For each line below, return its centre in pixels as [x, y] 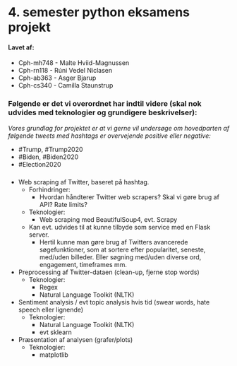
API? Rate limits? [63, 204]
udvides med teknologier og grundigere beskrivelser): [103, 112]
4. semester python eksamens [99, 12]
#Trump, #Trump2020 [50, 149]
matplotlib [54, 355]
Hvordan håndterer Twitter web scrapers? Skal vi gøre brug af [129, 197]
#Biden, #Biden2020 [48, 157]
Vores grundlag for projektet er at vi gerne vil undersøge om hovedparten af [119, 128]
